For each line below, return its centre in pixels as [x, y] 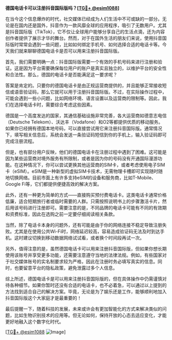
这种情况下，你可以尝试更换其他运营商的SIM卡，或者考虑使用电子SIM [92, 165]
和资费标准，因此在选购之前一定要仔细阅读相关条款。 [61, 214]
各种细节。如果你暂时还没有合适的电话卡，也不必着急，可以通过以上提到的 [88, 285]
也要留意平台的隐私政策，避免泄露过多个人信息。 [66, 268]
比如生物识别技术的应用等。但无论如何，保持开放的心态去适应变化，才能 [90, 315]
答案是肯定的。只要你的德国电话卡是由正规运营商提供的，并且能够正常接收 [84, 86]
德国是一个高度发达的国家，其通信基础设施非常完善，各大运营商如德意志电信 [86, 115]
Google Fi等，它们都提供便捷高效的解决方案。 [53, 184]
